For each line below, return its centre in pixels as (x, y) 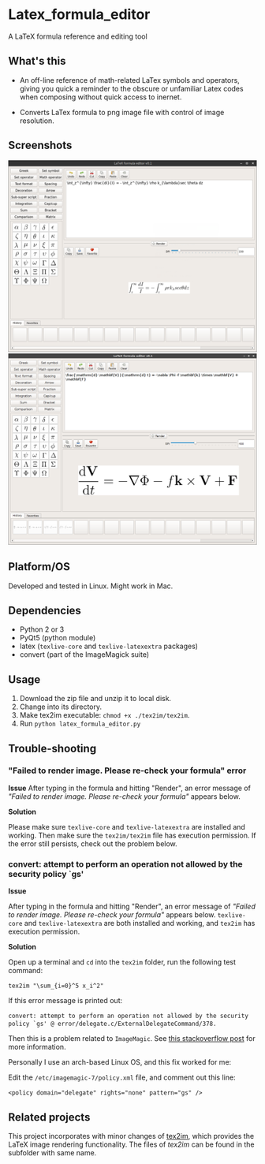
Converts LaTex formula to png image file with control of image (122, 112)
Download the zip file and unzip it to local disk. (95, 699)
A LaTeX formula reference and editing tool (78, 36)
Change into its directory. (61, 707)
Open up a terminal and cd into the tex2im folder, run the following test (122, 962)
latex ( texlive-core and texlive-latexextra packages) (109, 646)
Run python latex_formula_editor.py (80, 724)
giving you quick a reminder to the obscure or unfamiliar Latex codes (131, 88)
